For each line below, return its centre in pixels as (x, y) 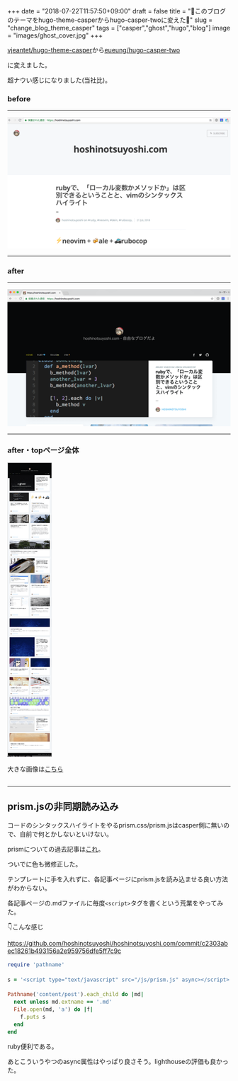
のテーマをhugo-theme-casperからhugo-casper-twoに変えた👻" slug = (110, 20)
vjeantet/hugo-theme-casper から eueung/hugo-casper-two (94, 50)
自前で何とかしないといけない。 (66, 834)
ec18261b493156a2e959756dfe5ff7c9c (64, 951)
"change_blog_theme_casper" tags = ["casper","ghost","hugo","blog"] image (119, 28)
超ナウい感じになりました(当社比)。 (59, 80)
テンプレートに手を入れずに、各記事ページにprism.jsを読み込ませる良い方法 (118, 879)
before (19, 98)
